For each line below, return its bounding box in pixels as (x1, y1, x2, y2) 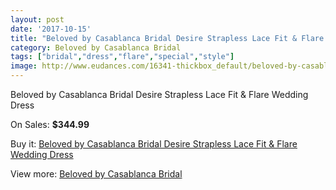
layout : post (10, 14, 65, 25)
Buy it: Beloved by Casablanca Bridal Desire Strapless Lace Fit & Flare (10, 138, 298, 150)
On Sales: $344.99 (10, 119, 90, 130)
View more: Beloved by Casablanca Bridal (10, 168, 183, 180)
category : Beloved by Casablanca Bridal (10, 42, 182, 53)
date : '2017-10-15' (10, 24, 92, 34)
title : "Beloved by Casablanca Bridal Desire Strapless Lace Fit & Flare (10, 33, 325, 43)
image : (10, 61, 38, 71)
